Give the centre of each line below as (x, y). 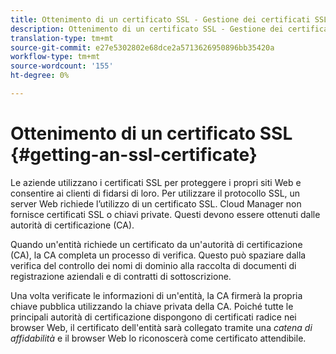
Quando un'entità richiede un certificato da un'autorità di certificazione (156, 244)
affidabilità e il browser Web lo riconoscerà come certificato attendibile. (158, 338)
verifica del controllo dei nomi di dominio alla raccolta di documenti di (153, 265)
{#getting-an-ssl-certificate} (134, 155)
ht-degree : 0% (40, 76)
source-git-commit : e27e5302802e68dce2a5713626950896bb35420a (142, 47)
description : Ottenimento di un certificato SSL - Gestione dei (147, 29)
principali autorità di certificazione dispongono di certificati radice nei (153, 317)
